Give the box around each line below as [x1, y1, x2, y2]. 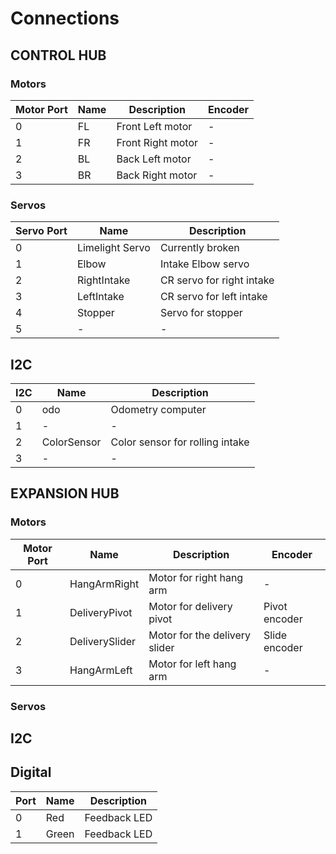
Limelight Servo [76, 241, 151, 255]
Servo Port [15, 224, 68, 238]
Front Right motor [116, 135, 198, 149]
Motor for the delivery [148, 628, 252, 642]
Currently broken [159, 241, 240, 255]
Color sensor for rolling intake [110, 435, 250, 449]
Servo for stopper [159, 306, 243, 320]
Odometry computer [110, 402, 207, 416]
